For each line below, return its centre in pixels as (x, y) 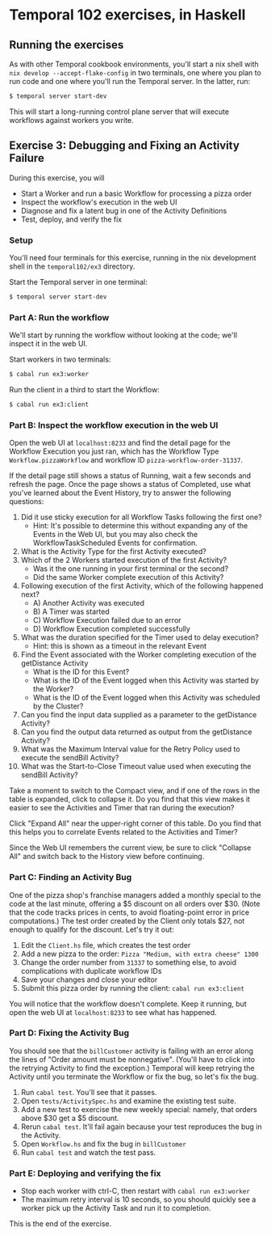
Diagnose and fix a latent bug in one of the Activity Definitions (124, 210)
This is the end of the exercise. (60, 1224)
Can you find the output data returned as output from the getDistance (136, 732)
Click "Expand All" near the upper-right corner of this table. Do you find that (135, 823)
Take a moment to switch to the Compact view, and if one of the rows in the (135, 791)
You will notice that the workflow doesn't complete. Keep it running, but (128, 1004)
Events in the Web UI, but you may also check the (115, 535)
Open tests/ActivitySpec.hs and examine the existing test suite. (128, 1101)
